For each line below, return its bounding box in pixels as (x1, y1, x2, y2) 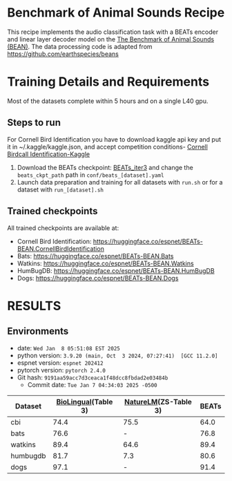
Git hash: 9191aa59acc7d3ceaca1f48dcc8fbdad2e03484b (17, 373, 168, 381)
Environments (7, 326, 69, 337)
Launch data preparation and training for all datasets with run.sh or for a (17, 178, 223, 186)
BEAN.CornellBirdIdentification (17, 244, 105, 253)
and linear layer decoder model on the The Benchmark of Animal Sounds (7, 35, 215, 43)
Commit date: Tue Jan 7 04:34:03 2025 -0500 (27, 380, 157, 388)
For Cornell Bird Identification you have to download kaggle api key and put (7, 135, 222, 143)
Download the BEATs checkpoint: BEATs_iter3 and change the (17, 163, 193, 171)
